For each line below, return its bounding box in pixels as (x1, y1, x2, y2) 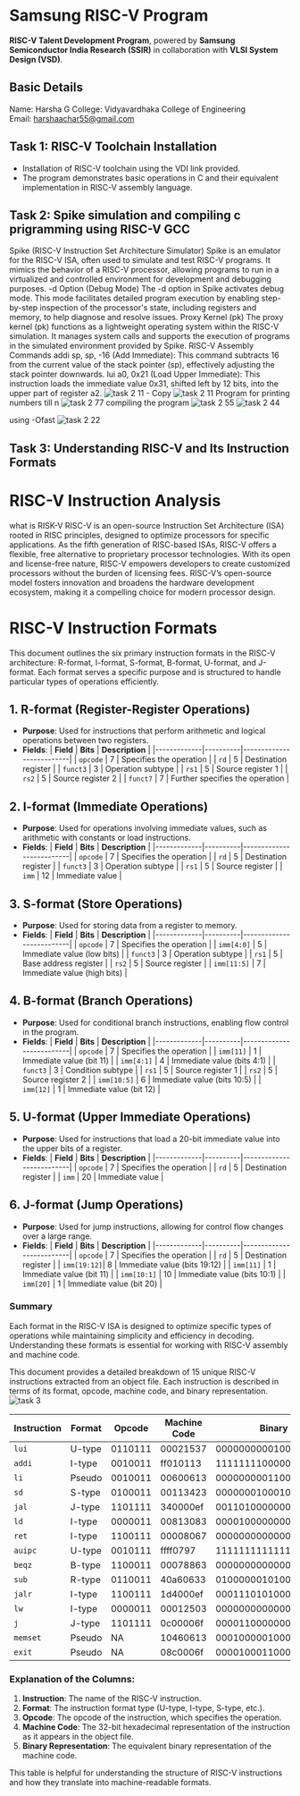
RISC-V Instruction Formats (9, 618, 218, 638)
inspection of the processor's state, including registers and (39, 302, 257, 313)
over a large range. (21, 1231, 92, 1241)
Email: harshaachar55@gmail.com (9, 113, 135, 123)
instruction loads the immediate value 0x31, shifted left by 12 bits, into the (9, 378, 279, 389)
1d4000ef (160, 1588, 204, 1600)
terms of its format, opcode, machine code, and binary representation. (9, 1385, 269, 1396)
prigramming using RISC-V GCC (9, 221, 190, 237)
